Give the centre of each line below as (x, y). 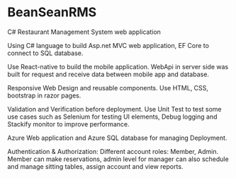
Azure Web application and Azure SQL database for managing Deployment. (117, 138)
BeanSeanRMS (52, 12)
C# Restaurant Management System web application (84, 32)
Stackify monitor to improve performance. (68, 124)
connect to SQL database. (45, 53)
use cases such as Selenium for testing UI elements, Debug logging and (112, 117)
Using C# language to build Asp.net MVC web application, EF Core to (108, 45)
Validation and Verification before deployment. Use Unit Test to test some (114, 109)
